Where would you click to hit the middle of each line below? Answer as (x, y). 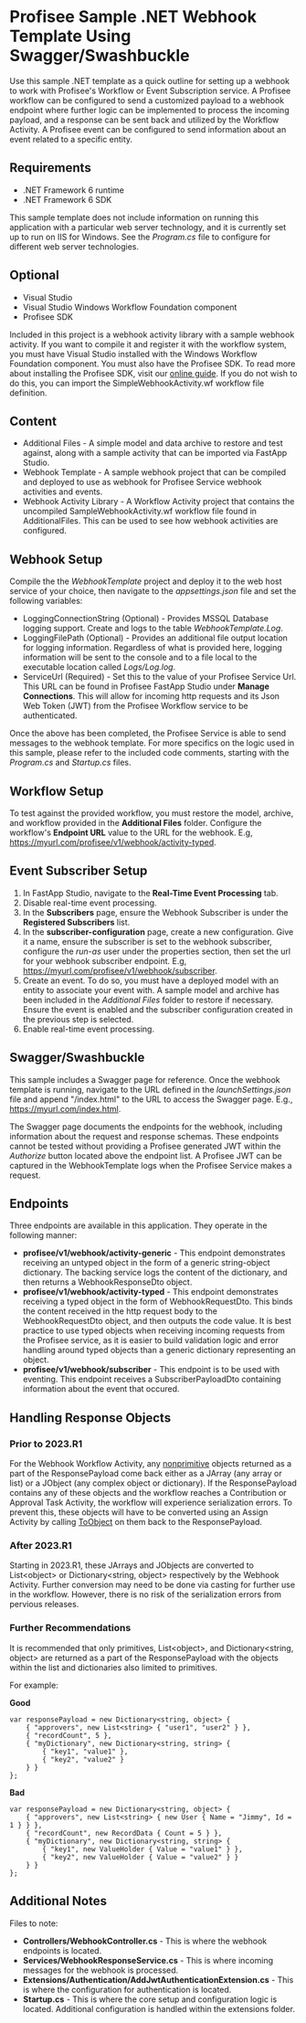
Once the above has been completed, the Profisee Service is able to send (148, 734)
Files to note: (34, 1923)
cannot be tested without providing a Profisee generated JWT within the (145, 1146)
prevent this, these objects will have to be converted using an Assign (139, 1512)
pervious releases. (44, 1605)
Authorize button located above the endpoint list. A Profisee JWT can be (146, 1155)
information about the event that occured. (101, 1389)
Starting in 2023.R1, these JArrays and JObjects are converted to (132, 1565)
